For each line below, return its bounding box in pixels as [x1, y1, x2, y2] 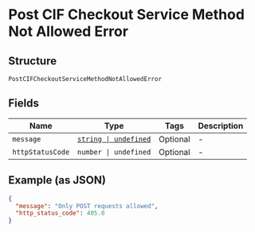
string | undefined [76, 134, 151, 144]
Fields [8, 97, 40, 110]
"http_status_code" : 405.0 [15, 209, 105, 218]
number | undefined [76, 147, 151, 157]
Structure [8, 54, 57, 68]
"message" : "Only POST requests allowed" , [15, 202, 159, 210]
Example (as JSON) [8, 173, 106, 188]
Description [198, 120, 244, 131]
